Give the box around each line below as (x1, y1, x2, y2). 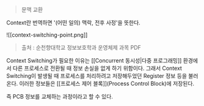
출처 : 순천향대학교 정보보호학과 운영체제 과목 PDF (21, 44, 142, 51)
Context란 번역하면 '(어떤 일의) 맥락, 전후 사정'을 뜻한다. (6, 19, 140, 26)
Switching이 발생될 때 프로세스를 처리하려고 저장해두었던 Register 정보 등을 (6, 72, 188, 79)
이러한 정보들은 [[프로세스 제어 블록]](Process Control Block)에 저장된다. (19, 80, 194, 87)
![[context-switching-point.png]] (6, 31, 88, 39)
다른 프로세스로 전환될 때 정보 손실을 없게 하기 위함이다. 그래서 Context (12, 64, 182, 72)
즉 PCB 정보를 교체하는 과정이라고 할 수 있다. (6, 93, 113, 100)
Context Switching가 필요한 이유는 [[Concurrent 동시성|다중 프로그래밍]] (6, 57, 182, 64)
